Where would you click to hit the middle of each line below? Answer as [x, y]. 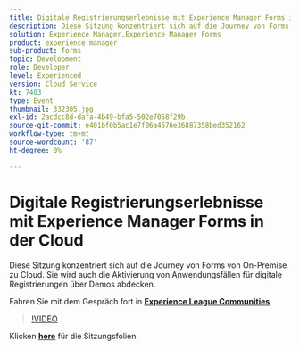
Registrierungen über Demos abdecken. [83, 284]
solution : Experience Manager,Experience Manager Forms [115, 34]
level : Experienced [46, 76]
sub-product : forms [46, 51]
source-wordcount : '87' [54, 142]
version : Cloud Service [54, 84]
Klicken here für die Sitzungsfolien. [74, 336]
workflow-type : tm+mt [50, 134]
